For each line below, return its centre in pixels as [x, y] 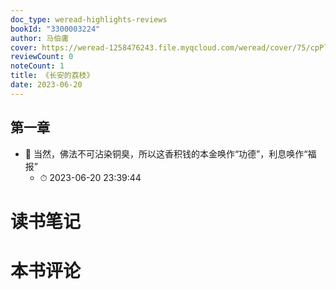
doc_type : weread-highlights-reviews [89, 19]
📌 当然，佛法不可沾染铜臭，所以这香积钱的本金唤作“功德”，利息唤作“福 [170, 153]
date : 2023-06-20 [46, 85]
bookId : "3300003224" [55, 29]
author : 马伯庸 [39, 38]
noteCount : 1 [37, 66]
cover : [24, 47]
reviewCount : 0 [42, 57]
